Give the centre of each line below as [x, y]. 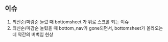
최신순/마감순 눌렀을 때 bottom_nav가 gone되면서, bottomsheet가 [79, 28]
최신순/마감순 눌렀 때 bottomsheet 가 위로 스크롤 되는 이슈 [70, 22]
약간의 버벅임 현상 [35, 34]
